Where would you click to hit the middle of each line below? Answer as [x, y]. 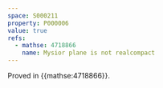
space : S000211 [33, 16]
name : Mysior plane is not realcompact [89, 53]
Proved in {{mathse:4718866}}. [59, 76]
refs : [16, 38]
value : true [27, 30]
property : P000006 [38, 23]
